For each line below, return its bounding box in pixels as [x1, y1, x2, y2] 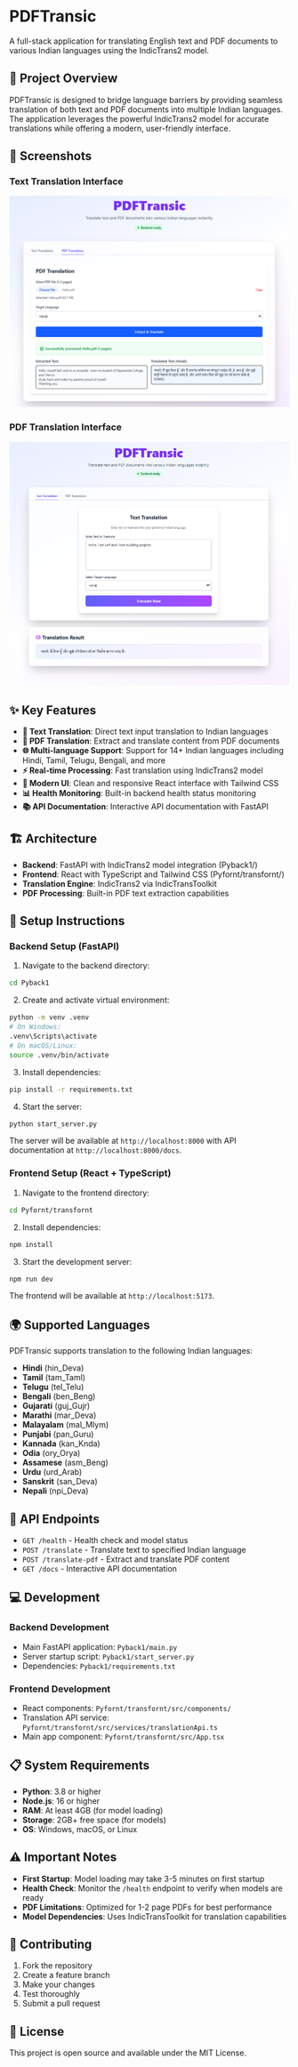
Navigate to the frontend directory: [21, 1187, 149, 1198]
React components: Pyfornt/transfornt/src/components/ [21, 1703, 231, 1714]
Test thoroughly [21, 1989, 80, 1999]
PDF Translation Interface [9, 421, 123, 433]
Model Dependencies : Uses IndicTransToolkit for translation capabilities [21, 1910, 287, 1922]
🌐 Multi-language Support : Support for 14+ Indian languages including [21, 744, 285, 755]
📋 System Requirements [9, 1758, 149, 1773]
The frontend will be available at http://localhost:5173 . [9, 1291, 215, 1301]
